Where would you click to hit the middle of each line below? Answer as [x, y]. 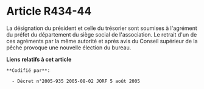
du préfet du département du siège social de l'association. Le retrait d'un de [102, 34]
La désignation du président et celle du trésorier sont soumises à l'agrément [102, 28]
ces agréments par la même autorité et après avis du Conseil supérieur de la [102, 41]
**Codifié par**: [28, 70]
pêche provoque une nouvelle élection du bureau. [69, 48]
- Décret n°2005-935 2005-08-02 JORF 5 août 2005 [76, 81]
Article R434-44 [49, 11]
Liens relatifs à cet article [39, 59]
